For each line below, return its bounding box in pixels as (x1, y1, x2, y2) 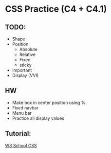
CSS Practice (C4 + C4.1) (5, 3, 107, 15)
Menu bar (12, 110, 32, 116)
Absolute (19, 47, 37, 52)
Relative (19, 51, 36, 57)
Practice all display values (12, 115, 65, 121)
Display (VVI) (12, 73, 39, 78)
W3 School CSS (5, 142, 37, 148)
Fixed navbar (12, 104, 39, 111)
